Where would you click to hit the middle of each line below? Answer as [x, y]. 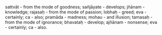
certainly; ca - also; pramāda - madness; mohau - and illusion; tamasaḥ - [79, 17]
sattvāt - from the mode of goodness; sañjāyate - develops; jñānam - [75, 7]
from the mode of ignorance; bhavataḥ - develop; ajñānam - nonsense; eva [81, 22]
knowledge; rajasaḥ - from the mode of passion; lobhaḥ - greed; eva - [76, 12]
